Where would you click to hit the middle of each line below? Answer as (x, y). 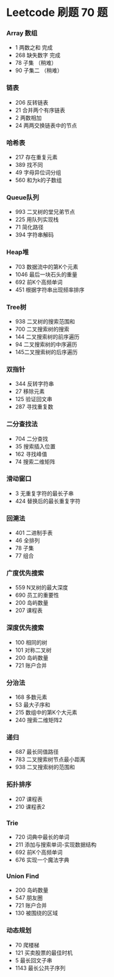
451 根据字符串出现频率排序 (50, 289)
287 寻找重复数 (34, 407)
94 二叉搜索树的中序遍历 (46, 344)
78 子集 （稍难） (36, 63)
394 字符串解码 (34, 235)
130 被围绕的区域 (36, 913)
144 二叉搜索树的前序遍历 (47, 336)
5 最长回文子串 (34, 960)
